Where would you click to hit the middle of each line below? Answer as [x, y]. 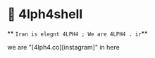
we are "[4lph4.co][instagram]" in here [63, 47]
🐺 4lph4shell [45, 14]
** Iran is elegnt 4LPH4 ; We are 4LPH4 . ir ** [77, 34]
